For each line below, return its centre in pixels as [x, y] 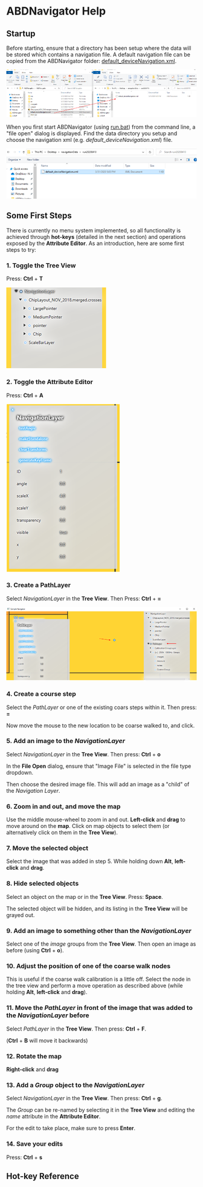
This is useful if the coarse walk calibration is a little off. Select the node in [98, 979]
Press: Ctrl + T [25, 279]
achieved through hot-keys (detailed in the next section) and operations [96, 237]
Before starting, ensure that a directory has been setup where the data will [99, 48]
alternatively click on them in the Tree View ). [62, 833]
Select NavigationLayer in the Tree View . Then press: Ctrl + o [84, 754]
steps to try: [21, 249]
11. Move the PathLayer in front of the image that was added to [100, 1008]
